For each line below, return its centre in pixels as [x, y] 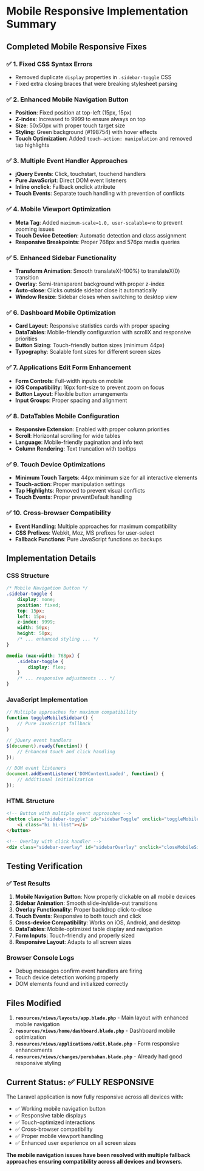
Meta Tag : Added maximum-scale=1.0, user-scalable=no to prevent [99, 222]
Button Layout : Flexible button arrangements [71, 393]
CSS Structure [28, 575]
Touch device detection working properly [66, 977]
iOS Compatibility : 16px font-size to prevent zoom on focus [90, 387]
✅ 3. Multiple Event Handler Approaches [67, 161]
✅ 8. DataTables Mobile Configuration [63, 416]
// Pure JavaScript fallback [54, 724]
